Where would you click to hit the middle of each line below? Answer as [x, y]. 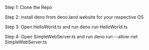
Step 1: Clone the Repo [29, 7]
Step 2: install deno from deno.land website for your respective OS [74, 17]
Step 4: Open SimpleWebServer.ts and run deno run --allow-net [71, 37]
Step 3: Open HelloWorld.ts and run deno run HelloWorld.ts [66, 27]
